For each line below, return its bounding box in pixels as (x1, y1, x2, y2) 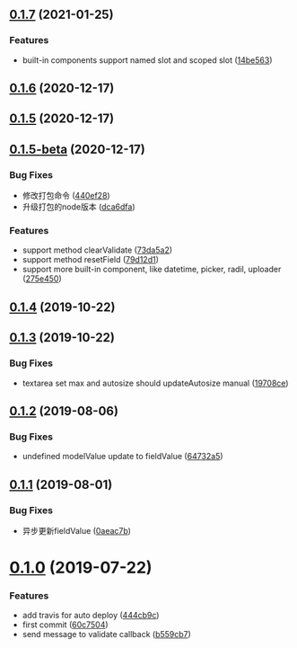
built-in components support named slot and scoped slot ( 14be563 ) (22, 54, 273, 66)
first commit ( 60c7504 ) (22, 619, 109, 630)
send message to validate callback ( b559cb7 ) (22, 629, 191, 640)
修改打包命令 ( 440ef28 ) (22, 191, 110, 201)
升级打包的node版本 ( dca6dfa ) (22, 201, 136, 212)
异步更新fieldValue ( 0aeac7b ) (22, 525, 132, 536)
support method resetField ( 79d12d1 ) (22, 254, 160, 265)
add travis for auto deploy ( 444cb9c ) (22, 610, 160, 621)
